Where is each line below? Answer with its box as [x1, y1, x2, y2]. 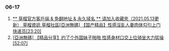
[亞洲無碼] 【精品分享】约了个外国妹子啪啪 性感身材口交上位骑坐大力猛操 [12, 34, 164, 41]
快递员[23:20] [12, 28, 42, 34]
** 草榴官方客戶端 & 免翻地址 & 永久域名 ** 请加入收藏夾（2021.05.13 [12, 16, 155, 22]
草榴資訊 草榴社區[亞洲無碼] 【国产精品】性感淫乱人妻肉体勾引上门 [22, 22, 161, 28]
